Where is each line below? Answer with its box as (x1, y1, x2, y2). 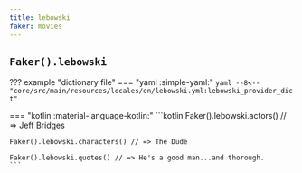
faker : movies (9, 22, 63, 31)
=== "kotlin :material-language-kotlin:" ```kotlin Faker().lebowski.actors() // (9, 111, 287, 121)
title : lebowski (9, 13, 71, 23)
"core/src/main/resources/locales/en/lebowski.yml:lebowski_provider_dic (9, 87, 294, 96)
